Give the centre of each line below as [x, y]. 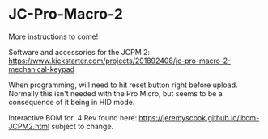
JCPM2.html [29, 126]
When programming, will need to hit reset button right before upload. [123, 85]
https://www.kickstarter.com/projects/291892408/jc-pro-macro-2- [120, 61]
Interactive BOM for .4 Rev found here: [73, 117]
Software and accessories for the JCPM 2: [79, 52]
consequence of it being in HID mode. [72, 102]
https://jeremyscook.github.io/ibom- [199, 117]
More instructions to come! [53, 36]
